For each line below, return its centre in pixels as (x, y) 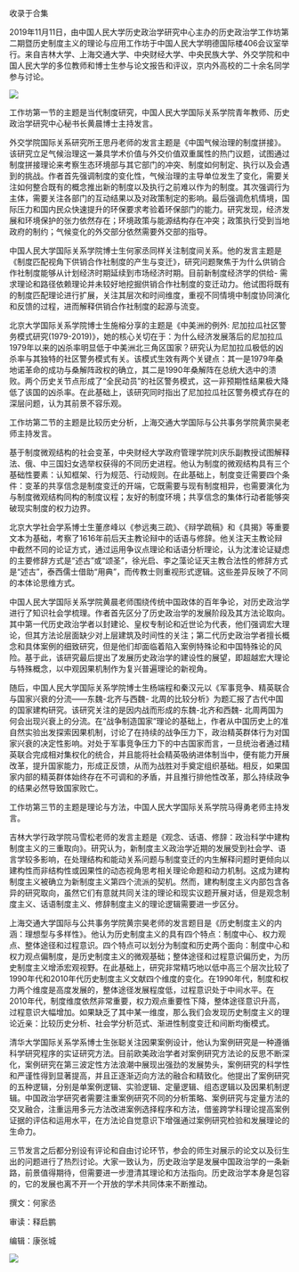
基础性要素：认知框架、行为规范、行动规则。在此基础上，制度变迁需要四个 (145, 475)
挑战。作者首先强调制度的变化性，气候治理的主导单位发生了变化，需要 (153, 176)
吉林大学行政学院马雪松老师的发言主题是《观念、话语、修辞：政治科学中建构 (149, 837)
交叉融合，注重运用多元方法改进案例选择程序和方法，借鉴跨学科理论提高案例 (149, 1109)
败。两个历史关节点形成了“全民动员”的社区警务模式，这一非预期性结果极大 (145, 381)
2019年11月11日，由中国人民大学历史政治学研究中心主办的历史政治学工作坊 (145, 32)
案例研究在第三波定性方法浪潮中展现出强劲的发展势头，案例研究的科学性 (157, 1065)
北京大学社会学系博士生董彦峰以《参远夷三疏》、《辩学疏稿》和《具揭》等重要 (149, 527)
